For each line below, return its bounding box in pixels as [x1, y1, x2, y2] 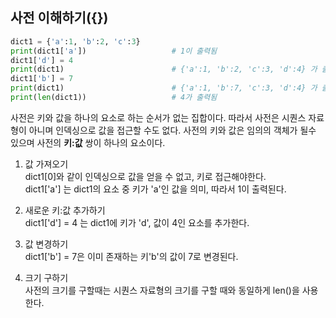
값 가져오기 [24, 158, 69, 170]
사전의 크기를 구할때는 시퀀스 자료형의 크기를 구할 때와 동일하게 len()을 [24, 284, 300, 296]
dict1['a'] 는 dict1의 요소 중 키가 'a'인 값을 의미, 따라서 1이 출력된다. [24, 183, 287, 195]
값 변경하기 [24, 238, 69, 250]
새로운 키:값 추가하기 [24, 204, 106, 216]
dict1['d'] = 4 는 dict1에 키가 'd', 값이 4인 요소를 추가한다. [24, 216, 250, 228]
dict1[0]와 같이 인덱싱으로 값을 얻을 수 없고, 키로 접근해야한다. [24, 170, 267, 182]
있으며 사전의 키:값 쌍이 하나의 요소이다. [10, 136, 166, 148]
